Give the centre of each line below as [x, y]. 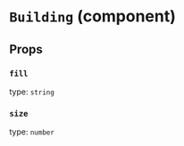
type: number [32, 132]
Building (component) [93, 16]
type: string [32, 92]
